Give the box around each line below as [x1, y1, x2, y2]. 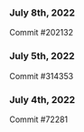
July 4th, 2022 [9, 93, 76, 106]
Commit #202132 [9, 27, 74, 38]
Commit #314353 [9, 70, 74, 81]
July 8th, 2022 [9, 6, 75, 19]
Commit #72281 [9, 114, 69, 125]
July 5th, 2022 [9, 50, 75, 63]
